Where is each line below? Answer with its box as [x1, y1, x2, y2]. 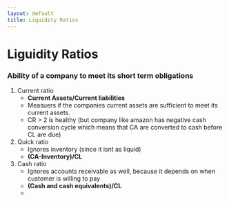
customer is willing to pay [27, 174, 101, 183]
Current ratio [17, 86, 54, 94]
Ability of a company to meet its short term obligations [7, 70, 194, 80]
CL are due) [27, 130, 61, 139]
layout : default [7, 10, 54, 17]
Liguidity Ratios [7, 46, 99, 62]
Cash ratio [17, 159, 47, 168]
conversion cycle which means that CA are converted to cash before [27, 123, 223, 131]
